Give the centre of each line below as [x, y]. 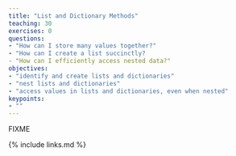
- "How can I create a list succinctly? [77, 53]
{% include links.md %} [48, 145]
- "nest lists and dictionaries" [64, 83]
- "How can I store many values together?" [83, 46]
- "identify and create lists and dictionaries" [91, 76]
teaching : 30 [30, 23]
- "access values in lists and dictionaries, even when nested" [118, 91]
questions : [27, 38]
